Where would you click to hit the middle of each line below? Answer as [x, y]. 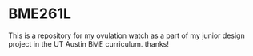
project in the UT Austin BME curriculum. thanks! [89, 43]
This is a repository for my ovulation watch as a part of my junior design [127, 35]
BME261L [40, 14]
